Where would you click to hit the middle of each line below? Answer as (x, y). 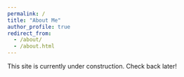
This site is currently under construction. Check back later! (92, 66)
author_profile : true (39, 27)
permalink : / (26, 14)
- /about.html (34, 46)
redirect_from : (29, 33)
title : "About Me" (34, 20)
